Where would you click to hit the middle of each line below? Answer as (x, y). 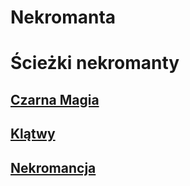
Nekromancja (53, 167)
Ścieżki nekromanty (95, 63)
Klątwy (33, 134)
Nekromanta (63, 17)
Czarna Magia (55, 99)
